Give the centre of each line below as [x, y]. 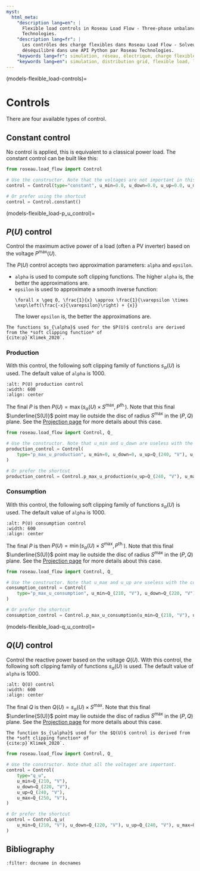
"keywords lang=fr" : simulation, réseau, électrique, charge [94, 56]
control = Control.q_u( [36, 820]
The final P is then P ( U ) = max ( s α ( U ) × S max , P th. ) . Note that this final [90, 407]
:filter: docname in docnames [44, 863]
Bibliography [30, 849]
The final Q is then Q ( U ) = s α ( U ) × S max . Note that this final [78, 707]
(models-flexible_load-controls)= [47, 79]
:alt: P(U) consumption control [46, 523]
